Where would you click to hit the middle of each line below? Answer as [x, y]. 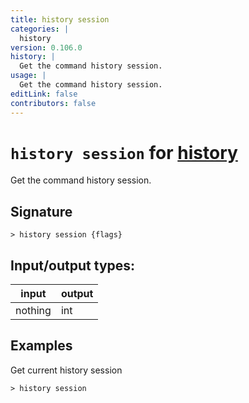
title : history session [60, 19]
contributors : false [53, 103]
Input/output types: [73, 265]
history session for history [124, 152]
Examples [41, 346]
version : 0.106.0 [46, 47]
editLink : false [44, 94]
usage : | [28, 76]
